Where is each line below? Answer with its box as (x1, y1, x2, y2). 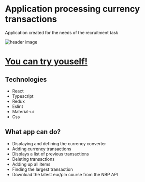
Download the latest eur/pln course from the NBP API (12, 171, 118, 177)
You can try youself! (5, 56, 88, 67)
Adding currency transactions (12, 146, 72, 152)
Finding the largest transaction (12, 166, 73, 172)
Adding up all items (12, 161, 51, 167)
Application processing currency (5, 3, 140, 15)
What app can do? (5, 128, 61, 136)
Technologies (5, 75, 47, 83)
